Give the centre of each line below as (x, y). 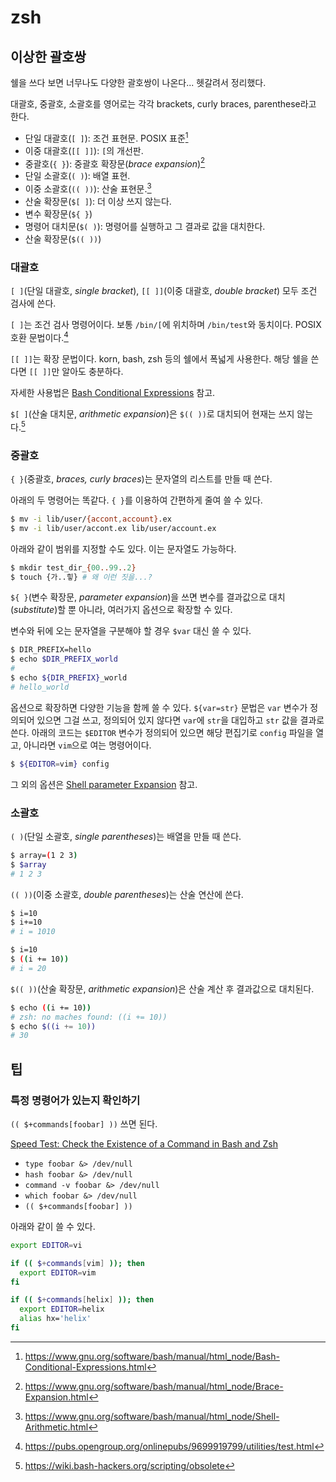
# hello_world (40, 687)
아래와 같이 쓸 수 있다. (53, 1226)
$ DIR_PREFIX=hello (51, 650)
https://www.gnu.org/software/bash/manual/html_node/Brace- (154, 1386)
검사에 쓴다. (33, 303)
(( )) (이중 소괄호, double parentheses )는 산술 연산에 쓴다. (127, 894)
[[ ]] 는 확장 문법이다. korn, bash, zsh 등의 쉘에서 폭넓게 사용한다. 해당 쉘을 (159, 358)
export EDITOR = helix (62, 1309)
